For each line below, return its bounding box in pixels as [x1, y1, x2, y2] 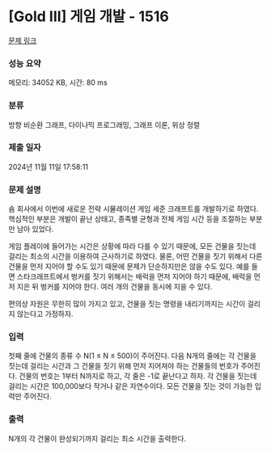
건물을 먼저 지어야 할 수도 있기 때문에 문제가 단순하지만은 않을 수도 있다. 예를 [8, 262, 250, 272]
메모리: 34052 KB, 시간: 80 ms [8, 78, 108, 87]
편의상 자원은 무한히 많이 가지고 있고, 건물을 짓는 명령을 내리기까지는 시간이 [8, 299, 246, 309]
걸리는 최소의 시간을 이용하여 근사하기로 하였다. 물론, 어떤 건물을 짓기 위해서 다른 [8, 251, 263, 261]
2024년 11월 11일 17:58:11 [8, 162, 89, 171]
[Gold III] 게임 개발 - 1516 [8, 7, 170, 26]
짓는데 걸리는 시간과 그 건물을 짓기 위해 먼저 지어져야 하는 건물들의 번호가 [8, 361, 239, 371]
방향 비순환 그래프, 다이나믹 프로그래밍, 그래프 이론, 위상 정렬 [8, 120, 201, 129]
